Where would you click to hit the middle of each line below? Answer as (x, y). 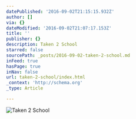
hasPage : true (24, 66)
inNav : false (22, 72)
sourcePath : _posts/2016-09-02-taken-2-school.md (68, 55)
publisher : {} (24, 39)
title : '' (18, 34)
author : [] (19, 17)
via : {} (16, 22)
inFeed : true (22, 61)
